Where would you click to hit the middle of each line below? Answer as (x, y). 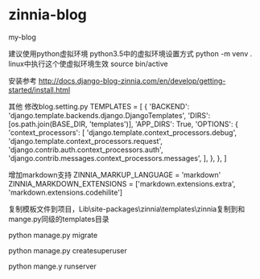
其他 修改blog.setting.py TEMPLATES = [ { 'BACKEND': (99, 106)
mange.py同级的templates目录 (59, 219)
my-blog (22, 37)
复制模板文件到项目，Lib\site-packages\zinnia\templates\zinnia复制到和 (127, 209)
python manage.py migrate (53, 235)
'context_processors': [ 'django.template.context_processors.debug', (123, 132)
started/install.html (39, 89)
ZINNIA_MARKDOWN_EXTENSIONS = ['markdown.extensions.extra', (122, 183)
